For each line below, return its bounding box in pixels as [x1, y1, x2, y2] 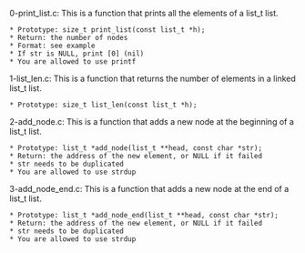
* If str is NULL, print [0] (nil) [9, 49, 145, 58]
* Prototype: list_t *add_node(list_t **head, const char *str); [9, 144, 262, 153]
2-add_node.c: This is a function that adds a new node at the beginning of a [9, 116, 294, 126]
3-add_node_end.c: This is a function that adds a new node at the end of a [9, 184, 290, 194]
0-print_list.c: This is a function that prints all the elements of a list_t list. [9, 8, 280, 18]
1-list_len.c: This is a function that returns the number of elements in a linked [9, 73, 296, 84]
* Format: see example [9, 41, 96, 50]
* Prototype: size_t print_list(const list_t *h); [9, 25, 206, 35]
